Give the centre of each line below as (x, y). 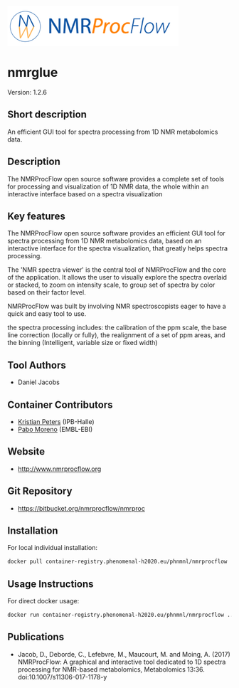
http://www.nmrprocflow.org (59, 469)
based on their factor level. (47, 292)
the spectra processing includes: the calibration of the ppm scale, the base (117, 328)
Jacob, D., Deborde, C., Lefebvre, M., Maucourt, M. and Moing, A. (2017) (124, 654)
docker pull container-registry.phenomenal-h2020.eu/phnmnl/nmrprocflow (117, 562)
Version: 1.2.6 (27, 92)
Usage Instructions (51, 584)
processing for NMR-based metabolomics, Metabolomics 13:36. (111, 669)
